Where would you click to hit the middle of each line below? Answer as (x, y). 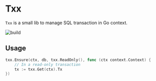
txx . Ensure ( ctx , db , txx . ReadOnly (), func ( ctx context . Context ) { (78, 60)
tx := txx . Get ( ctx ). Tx (38, 69)
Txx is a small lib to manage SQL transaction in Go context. (67, 23)
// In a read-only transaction (48, 64)
